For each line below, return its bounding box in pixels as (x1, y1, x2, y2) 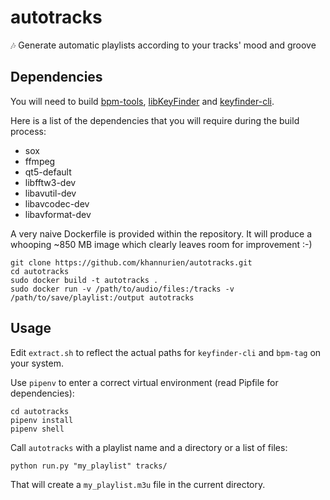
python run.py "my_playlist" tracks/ (10, 461, 168, 471)
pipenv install (10, 415, 74, 425)
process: (10, 125, 47, 137)
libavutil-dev (24, 187, 77, 199)
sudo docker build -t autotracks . (10, 275, 159, 285)
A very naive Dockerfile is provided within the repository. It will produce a (10, 227, 313, 240)
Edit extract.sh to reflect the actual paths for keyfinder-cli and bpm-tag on (10, 346, 322, 358)
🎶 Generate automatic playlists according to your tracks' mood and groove (10, 39, 317, 51)
